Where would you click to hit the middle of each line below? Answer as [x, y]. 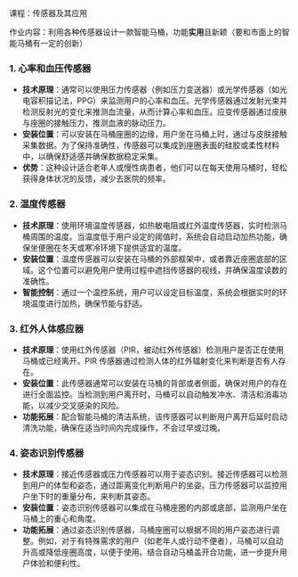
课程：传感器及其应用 [48, 13]
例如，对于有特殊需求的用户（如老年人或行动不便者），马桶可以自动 [161, 541]
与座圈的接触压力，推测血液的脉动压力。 [96, 123]
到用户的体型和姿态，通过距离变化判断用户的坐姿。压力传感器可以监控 [151, 485]
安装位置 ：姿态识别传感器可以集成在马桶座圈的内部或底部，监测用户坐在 [154, 507]
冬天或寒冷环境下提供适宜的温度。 [124, 247]
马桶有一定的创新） [52, 43]
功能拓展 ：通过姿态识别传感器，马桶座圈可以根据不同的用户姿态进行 [147, 530]
